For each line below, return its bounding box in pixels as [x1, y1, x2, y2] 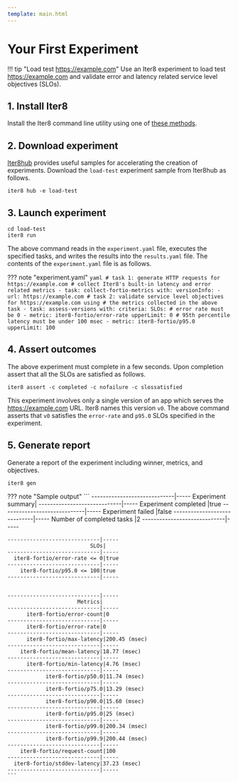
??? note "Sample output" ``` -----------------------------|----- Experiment [7, 492, 226, 500]
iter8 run [7, 232, 37, 239]
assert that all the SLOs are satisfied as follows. [7, 370, 146, 378]
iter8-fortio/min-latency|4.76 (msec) [26, 660, 141, 668]
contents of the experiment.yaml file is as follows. [7, 259, 152, 267]
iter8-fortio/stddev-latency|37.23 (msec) [13, 760, 141, 767]
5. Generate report [7, 439, 91, 451]
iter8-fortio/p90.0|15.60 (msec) [45, 697, 144, 705]
